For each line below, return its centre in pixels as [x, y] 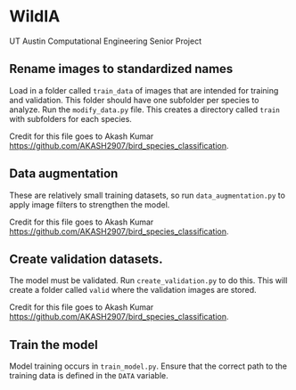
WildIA [35, 16]
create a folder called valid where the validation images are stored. [133, 290]
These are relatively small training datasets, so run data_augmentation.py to [147, 195]
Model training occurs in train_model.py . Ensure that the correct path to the [148, 366]
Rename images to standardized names [121, 69]
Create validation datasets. [86, 259]
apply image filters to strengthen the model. [90, 204]
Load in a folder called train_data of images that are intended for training [144, 90]
